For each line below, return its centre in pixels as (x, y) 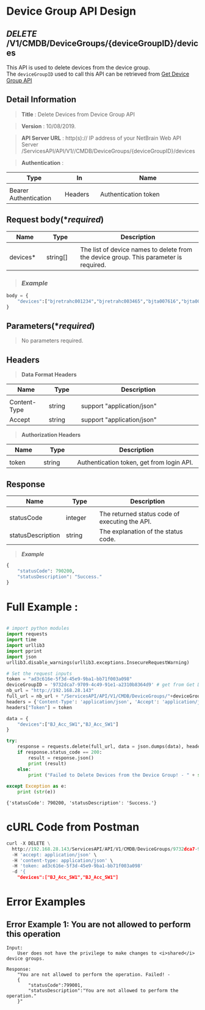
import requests (27, 634)
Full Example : (42, 607)
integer (76, 518)
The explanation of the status (141, 531)
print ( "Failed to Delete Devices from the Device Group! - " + (112, 775)
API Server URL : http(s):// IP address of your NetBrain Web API (101, 138)
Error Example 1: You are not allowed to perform (99, 924)
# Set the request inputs (39, 673)
